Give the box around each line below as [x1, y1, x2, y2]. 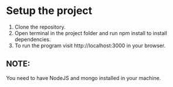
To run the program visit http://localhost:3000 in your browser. [14, 42, 166, 49]
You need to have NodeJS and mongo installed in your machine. [6, 74, 161, 81]
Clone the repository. [14, 23, 66, 30]
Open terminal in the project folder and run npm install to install [14, 29, 167, 36]
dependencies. [14, 36, 51, 43]
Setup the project [6, 4, 93, 18]
